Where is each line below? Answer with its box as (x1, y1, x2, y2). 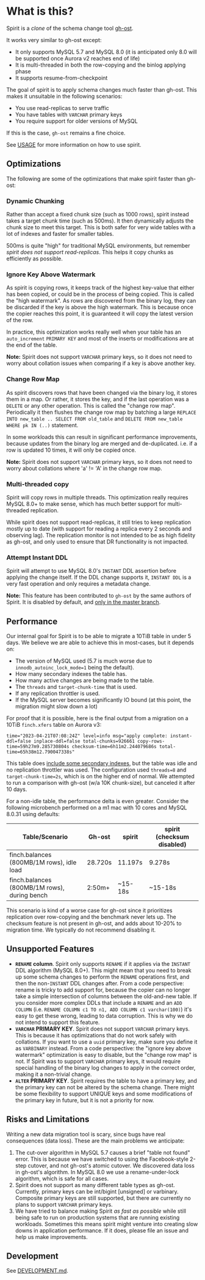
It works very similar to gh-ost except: (6, 36, 102, 43)
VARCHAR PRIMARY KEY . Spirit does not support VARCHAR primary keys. (15, 1025, 190, 1032)
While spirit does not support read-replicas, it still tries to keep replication (6, 518, 191, 526)
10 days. (6, 785, 27, 793)
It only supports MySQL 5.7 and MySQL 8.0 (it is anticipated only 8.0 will (15, 48, 197, 56)
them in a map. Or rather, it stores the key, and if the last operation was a (6, 395, 189, 403)
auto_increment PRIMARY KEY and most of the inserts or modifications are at (6, 335, 194, 342)
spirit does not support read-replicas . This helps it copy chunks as (6, 249, 174, 256)
